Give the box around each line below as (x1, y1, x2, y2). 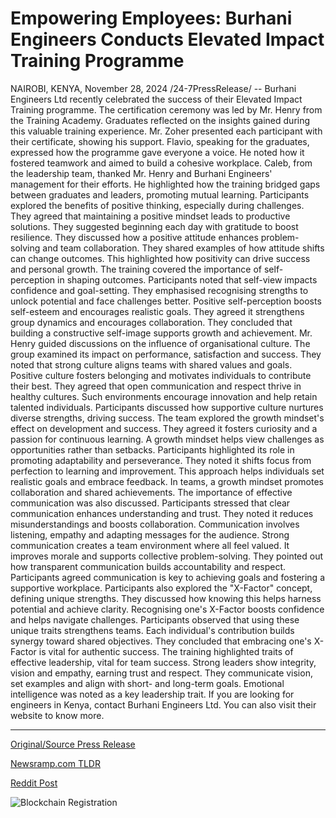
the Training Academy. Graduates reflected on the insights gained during (10, 114, 311, 126)
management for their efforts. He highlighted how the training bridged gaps (10, 178, 321, 190)
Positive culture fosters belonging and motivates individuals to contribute (10, 369, 312, 381)
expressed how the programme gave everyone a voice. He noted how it (10, 146, 305, 158)
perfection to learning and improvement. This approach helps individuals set (10, 465, 325, 477)
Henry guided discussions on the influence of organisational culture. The (10, 337, 311, 349)
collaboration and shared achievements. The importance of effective (10, 486, 293, 498)
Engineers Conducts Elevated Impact (10, 28, 325, 51)
